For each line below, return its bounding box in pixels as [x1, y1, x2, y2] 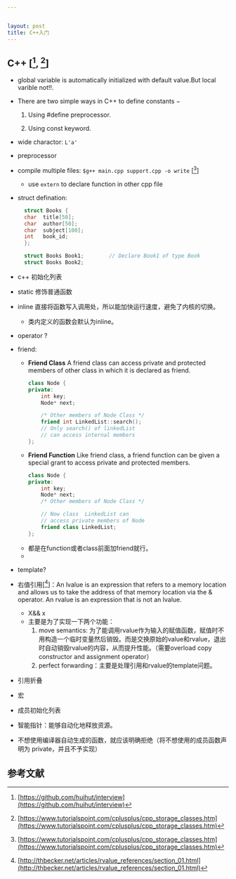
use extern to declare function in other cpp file [27, 180, 163, 188]
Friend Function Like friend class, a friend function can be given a [27, 450, 220, 459]
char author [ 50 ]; [24, 220, 78, 227]
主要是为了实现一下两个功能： [27, 618, 114, 626]
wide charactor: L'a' [17, 138, 78, 146]
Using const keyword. [27, 124, 91, 133]
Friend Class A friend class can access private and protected [27, 358, 206, 367]
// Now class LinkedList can [41, 511, 129, 518]
